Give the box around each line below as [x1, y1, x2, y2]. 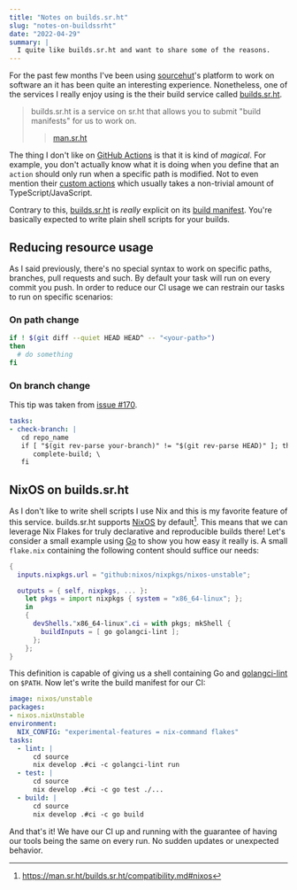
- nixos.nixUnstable [9, 711, 86, 720]
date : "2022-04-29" [9, 29, 81, 38]
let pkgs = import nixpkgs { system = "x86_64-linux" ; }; [25, 594, 243, 603]
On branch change [9, 379, 91, 391]
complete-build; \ [32, 449, 101, 459]
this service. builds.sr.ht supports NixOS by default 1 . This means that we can [9, 515, 288, 527]
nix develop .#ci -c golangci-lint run [32, 761, 179, 770]
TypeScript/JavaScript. [9, 188, 93, 198]
